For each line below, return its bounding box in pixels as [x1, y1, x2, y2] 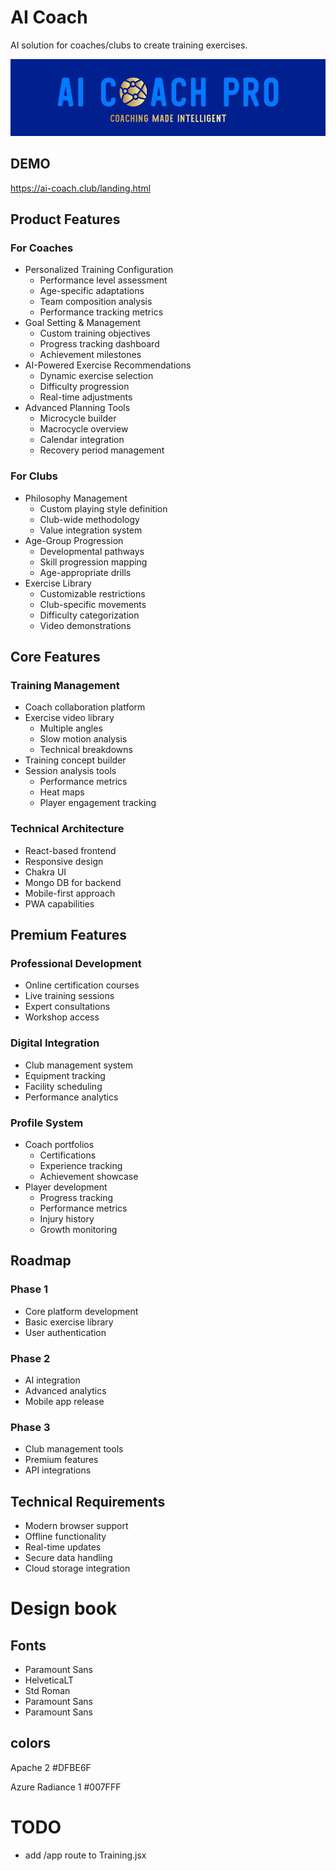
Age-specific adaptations [39, 285, 145, 297]
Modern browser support [24, 1520, 129, 1532]
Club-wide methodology [39, 513, 140, 525]
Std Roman [24, 1685, 71, 1697]
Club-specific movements [39, 598, 147, 610]
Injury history [39, 1212, 95, 1225]
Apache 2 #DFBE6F [10, 1761, 92, 1773]
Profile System [10, 1116, 84, 1130]
